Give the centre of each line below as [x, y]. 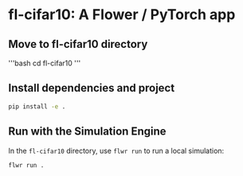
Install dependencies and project [92, 88]
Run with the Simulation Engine [87, 132]
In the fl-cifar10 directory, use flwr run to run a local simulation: [116, 151]
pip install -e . [37, 106]
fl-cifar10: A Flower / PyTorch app [122, 15]
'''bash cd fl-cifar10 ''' [45, 63]
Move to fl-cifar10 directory [78, 44]
